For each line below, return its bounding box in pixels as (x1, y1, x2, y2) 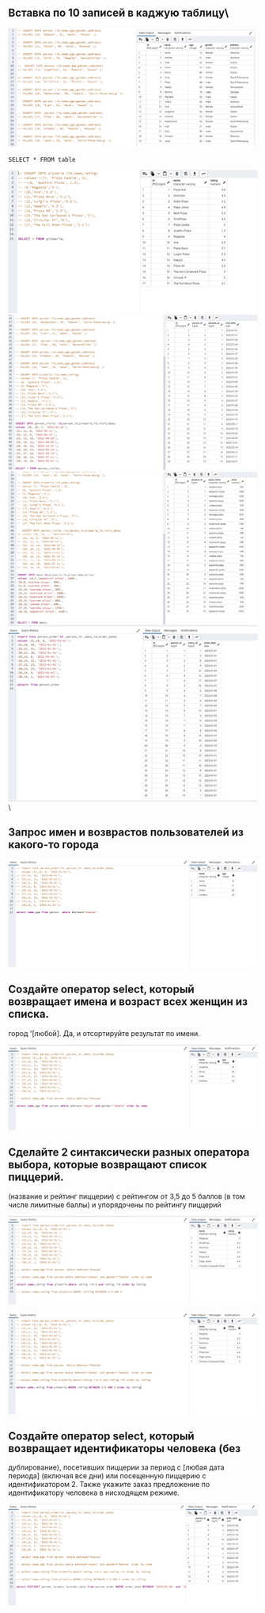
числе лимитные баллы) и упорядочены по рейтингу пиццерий (8, 1200, 221, 1210)
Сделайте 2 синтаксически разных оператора (8, 1145, 250, 1160)
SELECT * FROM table (8, 156, 77, 164)
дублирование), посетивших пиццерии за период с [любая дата (8, 1462, 225, 1473)
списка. (8, 1007, 50, 1021)
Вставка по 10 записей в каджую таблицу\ (8, 6, 229, 20)
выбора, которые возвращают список (8, 1158, 207, 1172)
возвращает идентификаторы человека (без (8, 1442, 241, 1455)
